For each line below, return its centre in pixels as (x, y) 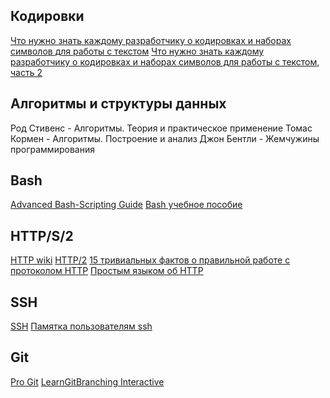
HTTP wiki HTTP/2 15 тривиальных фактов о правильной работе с (150, 260)
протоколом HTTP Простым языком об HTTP (107, 271)
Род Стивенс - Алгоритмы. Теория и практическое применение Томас (161, 128)
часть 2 (26, 72)
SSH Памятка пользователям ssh (81, 326)
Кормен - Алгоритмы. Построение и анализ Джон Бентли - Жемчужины (165, 138)
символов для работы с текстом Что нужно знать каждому (137, 51)
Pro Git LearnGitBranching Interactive (87, 381)
